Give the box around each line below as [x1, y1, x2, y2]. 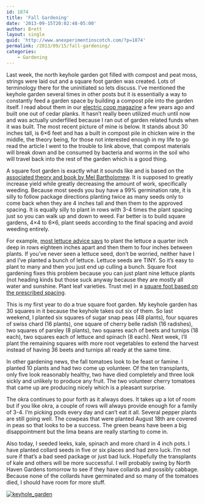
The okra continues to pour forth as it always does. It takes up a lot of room [6, 396, 196, 403]
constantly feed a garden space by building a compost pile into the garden [6, 97, 193, 104]
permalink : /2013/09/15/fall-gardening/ [6, 43, 111, 49]
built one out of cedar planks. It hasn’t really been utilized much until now [6, 110, 190, 117]
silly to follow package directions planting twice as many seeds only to [6, 193, 184, 200]
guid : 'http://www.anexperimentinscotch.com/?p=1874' [6, 37, 146, 43]
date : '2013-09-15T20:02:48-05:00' [6, 20, 97, 26]
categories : [6, 49, 37, 55]
